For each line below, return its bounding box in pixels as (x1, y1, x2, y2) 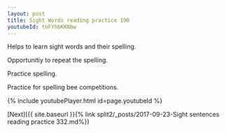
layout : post (7, 10, 45, 17)
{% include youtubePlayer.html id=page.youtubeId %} (7, 97, 163, 105)
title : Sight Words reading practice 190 (7, 17, 130, 24)
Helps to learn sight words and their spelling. (7, 43, 136, 51)
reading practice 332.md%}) (7, 118, 90, 126)
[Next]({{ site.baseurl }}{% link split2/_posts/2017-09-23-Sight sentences (7, 110, 220, 119)
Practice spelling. (7, 69, 57, 78)
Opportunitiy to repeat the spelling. (7, 56, 108, 64)
